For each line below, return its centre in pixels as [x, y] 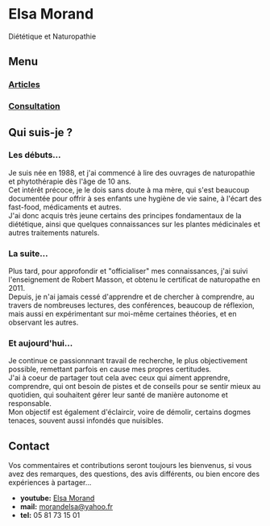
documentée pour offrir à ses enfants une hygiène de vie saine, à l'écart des [135, 198]
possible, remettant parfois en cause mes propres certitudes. [110, 369]
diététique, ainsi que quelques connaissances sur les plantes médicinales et [134, 224]
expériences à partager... [50, 483]
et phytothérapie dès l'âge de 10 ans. [70, 181]
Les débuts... [35, 155]
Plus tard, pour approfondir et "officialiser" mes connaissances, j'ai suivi [128, 271]
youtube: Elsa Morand [57, 498]
